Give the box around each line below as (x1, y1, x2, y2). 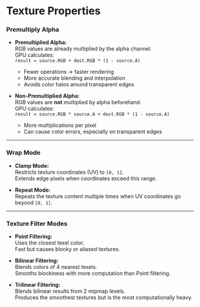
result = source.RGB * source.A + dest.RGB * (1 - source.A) (14, 111, 170, 117)
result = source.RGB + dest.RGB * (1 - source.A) (14, 58, 141, 64)
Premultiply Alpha (6, 26, 60, 34)
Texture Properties (6, 4, 101, 18)
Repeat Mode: (14, 186, 51, 193)
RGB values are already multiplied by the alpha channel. (14, 45, 152, 52)
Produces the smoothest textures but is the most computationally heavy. (14, 294, 193, 301)
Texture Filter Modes (6, 219, 68, 227)
